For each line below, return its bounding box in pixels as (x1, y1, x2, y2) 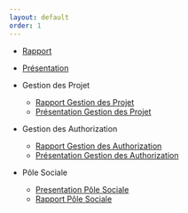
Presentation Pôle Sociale (35, 184, 129, 194)
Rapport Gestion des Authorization (35, 141, 162, 151)
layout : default (9, 12, 69, 22)
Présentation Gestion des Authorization (35, 149, 179, 160)
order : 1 (9, 21, 42, 30)
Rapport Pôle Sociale (35, 194, 113, 204)
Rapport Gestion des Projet (35, 96, 135, 107)
